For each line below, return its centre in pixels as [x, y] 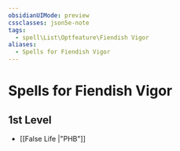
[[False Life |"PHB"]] [53, 139]
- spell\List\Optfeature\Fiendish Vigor [82, 37]
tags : [17, 30]
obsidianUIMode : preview [49, 15]
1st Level [30, 120]
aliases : [22, 45]
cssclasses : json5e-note [49, 23]
